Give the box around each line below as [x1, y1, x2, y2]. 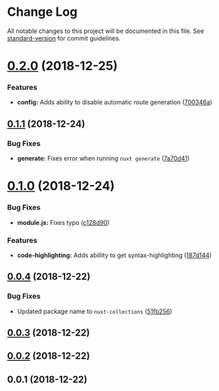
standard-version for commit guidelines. [7, 34, 121, 42]
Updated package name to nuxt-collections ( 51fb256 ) [16, 307, 173, 316]
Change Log [7, 4, 78, 20]
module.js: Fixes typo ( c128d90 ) [16, 218, 110, 226]
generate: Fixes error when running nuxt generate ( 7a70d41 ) [16, 154, 190, 163]
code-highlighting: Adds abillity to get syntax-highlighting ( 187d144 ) [16, 251, 212, 259]
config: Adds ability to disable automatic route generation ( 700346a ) [16, 98, 213, 106]
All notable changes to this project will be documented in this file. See [7, 27, 205, 35]
